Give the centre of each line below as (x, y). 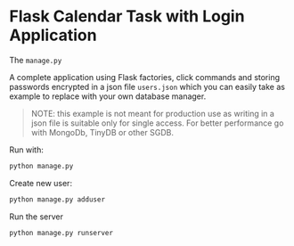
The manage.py (36, 60)
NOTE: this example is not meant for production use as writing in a (152, 113)
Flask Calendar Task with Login (127, 16)
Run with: (27, 150)
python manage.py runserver (61, 233)
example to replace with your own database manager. (108, 96)
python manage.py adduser (57, 199)
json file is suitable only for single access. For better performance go (157, 123)
